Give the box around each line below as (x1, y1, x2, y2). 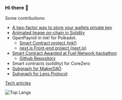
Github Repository (19, 56, 56, 61)
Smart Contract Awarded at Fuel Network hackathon (12, 50, 117, 56)
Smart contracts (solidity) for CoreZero (12, 60, 90, 67)
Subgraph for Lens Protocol (12, 71, 68, 77)
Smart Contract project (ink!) (19, 40, 77, 46)
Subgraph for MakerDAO (12, 66, 62, 71)
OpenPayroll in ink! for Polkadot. (12, 35, 77, 41)
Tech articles (5, 80, 31, 86)
